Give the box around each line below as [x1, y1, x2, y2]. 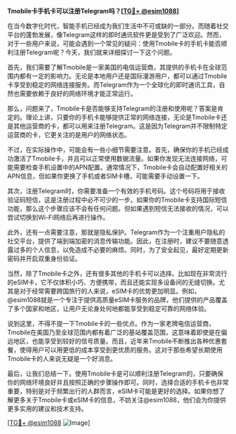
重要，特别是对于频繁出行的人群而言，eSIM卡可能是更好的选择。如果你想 [7, 387, 219, 395]
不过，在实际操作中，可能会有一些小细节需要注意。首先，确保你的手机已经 [7, 145, 223, 154]
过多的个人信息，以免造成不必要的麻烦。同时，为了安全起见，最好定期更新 [13, 246, 229, 254]
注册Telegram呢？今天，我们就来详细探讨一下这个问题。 [13, 48, 176, 56]
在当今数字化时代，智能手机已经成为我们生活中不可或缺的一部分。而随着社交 [7, 22, 229, 30]
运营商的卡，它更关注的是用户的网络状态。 [7, 131, 131, 139]
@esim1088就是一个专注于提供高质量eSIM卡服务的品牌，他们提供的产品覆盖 [7, 296, 228, 304]
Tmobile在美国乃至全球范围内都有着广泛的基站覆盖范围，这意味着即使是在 [7, 328, 221, 336]
